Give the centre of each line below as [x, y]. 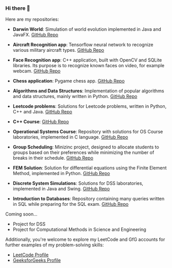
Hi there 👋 [18, 8]
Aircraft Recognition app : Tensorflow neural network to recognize [83, 45]
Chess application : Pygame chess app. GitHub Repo [69, 81]
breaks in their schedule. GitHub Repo [53, 158]
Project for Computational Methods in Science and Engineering [79, 229]
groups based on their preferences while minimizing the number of [83, 152]
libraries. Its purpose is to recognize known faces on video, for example [89, 66]
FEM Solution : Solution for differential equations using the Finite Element [90, 168]
